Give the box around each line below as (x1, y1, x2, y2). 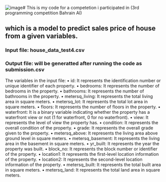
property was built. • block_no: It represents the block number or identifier (5, 146, 158, 152)
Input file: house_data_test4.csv (5, 47, 85, 54)
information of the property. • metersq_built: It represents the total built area (5, 161, 162, 168)
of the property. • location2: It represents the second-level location (5, 156, 143, 162)
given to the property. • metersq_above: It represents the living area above (5, 130, 158, 136)
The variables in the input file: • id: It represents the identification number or (5, 77, 161, 84)
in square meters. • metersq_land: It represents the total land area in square (5, 167, 161, 173)
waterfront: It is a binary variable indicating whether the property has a (5, 109, 150, 115)
